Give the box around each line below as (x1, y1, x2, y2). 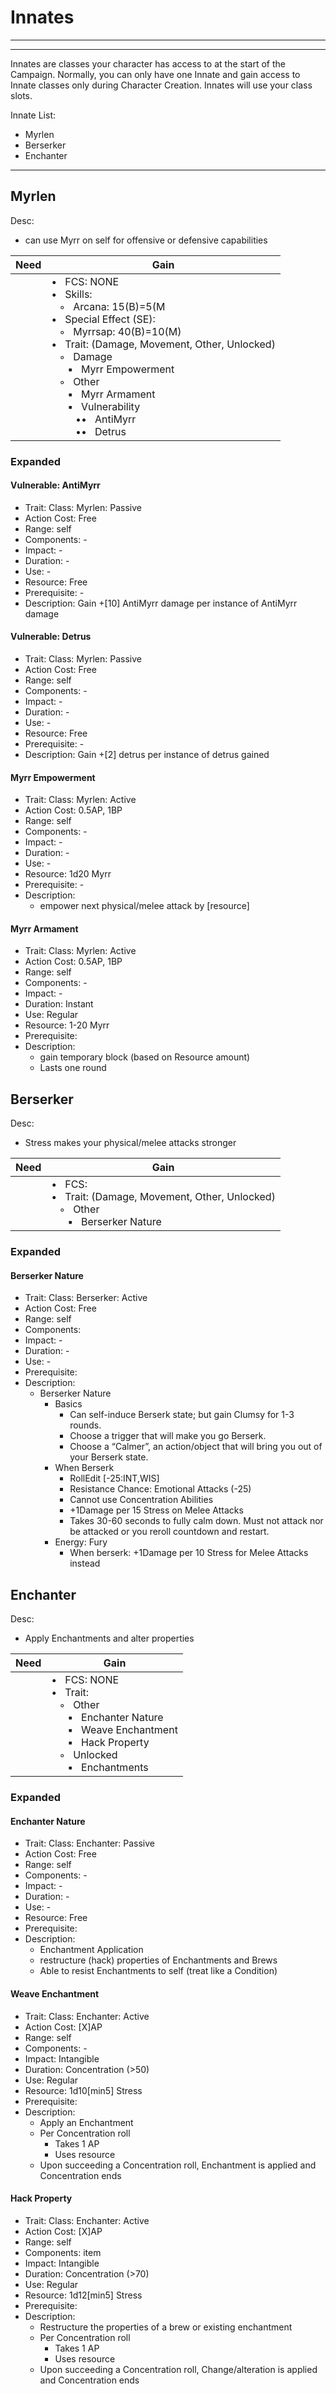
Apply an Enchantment (39, 2116, 134, 2128)
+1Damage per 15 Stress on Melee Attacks (69, 1504, 244, 1516)
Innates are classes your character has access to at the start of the (10, 57, 286, 70)
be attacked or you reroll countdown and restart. (69, 1526, 270, 1538)
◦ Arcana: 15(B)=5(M (59, 299, 166, 313)
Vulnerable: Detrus (10, 631, 92, 643)
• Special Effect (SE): (51, 312, 156, 326)
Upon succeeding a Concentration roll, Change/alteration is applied (39, 2363, 318, 2375)
